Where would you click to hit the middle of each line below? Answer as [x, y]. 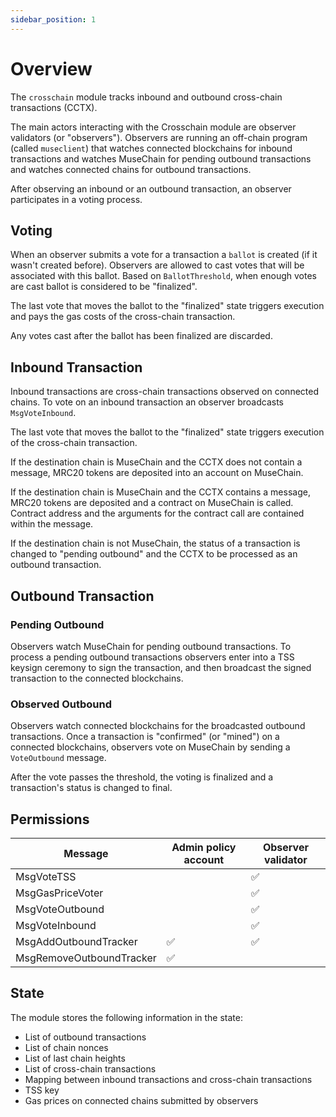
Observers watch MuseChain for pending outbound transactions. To [151, 646]
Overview [51, 68]
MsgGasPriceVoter [59, 893]
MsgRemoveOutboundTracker [86, 958]
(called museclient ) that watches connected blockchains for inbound [151, 148]
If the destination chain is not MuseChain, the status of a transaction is [155, 543]
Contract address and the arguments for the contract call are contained [157, 513]
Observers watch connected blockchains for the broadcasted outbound [158, 726]
